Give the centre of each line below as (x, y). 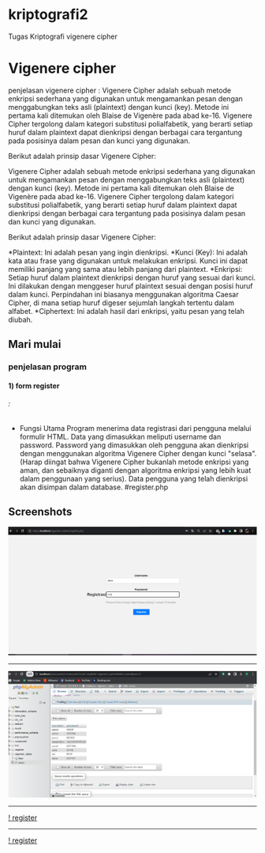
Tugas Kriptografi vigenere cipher (63, 36)
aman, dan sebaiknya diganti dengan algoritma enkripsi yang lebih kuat (135, 470)
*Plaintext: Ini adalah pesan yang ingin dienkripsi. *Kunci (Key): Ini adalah (128, 252)
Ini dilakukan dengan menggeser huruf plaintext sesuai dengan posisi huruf (131, 285)
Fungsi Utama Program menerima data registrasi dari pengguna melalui (135, 428)
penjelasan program (47, 367)
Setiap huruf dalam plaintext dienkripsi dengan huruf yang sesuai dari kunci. (132, 277)
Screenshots (40, 512)
